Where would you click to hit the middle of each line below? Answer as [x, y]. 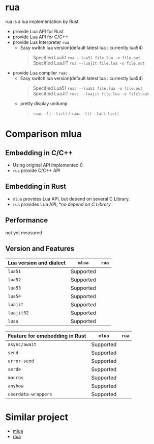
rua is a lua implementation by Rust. [43, 21]
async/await [22, 344]
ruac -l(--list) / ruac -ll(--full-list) [76, 113]
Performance [27, 220]
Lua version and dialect [37, 263]
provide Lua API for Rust [38, 31]
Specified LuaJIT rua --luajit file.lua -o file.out [89, 63]
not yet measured [24, 232]
